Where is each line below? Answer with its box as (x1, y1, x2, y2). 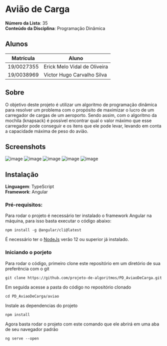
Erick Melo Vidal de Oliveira (43, 63, 108, 70)
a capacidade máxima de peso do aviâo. (5, 128, 88, 134)
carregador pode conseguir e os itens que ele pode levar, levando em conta (5, 122, 161, 128)
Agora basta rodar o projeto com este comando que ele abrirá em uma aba (5, 321, 159, 327)
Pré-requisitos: (5, 201, 43, 208)
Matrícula (11, 54, 35, 61)
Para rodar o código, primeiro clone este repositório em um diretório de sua (5, 260, 161, 266)
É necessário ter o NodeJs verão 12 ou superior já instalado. (5, 236, 129, 242)
